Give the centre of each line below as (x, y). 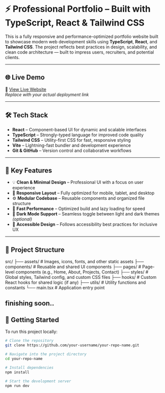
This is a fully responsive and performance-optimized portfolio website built (82, 36)
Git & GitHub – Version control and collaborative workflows (72, 151)
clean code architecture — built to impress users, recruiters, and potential (80, 52)
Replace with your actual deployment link (47, 94)
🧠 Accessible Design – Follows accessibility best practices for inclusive (85, 224)
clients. (13, 57)
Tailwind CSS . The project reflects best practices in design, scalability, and (81, 47)
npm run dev (17, 386)
